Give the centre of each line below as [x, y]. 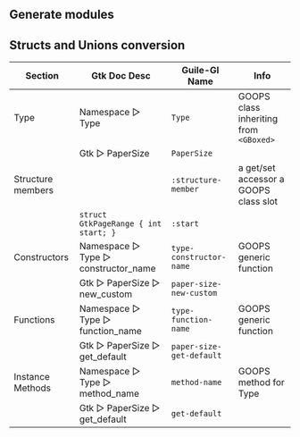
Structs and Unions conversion [97, 45]
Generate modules [62, 15]
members [33, 190]
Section [42, 76]
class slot [258, 202]
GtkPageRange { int [121, 224]
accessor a [261, 180]
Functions [34, 320]
